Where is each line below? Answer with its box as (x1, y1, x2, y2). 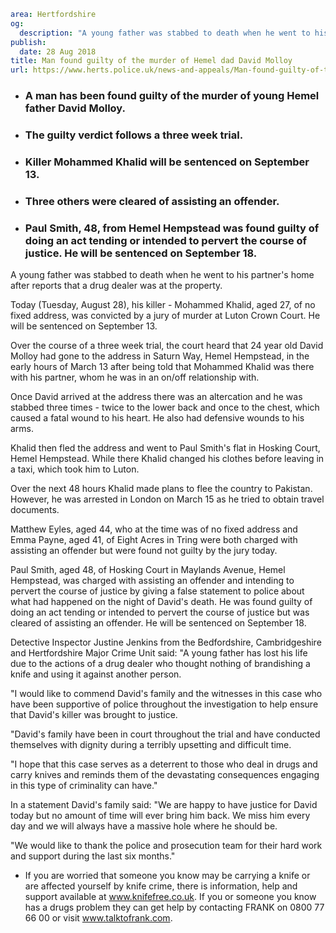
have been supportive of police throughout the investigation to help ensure (10, 698, 319, 710)
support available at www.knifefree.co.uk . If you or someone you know (24, 891, 317, 903)
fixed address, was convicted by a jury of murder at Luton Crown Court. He (10, 310, 321, 322)
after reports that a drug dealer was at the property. (10, 280, 223, 292)
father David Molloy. (24, 101, 127, 115)
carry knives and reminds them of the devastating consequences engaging (10, 769, 320, 781)
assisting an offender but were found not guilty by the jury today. (10, 545, 278, 557)
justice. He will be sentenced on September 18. (24, 246, 258, 260)
